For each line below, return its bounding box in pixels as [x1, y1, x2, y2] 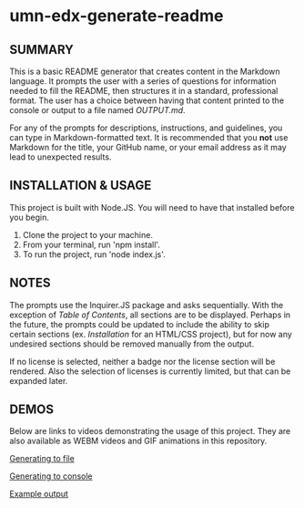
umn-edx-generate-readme [9, 5, 224, 26]
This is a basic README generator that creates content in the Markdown [9, 66, 280, 77]
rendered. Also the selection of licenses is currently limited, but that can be [9, 366, 291, 377]
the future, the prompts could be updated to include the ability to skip [9, 318, 270, 329]
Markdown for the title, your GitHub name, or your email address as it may [9, 142, 287, 152]
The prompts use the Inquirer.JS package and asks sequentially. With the [9, 299, 284, 310]
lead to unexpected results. [9, 151, 112, 162]
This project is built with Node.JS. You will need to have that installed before [9, 202, 295, 213]
